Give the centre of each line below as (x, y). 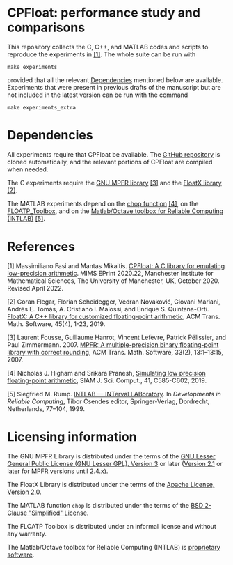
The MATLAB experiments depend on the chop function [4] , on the (103, 203)
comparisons (46, 28)
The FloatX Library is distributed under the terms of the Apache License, (111, 484)
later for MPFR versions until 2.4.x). (58, 471)
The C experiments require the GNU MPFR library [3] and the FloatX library (114, 183)
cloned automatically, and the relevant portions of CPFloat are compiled (110, 162)
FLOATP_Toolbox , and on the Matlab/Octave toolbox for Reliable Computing (115, 211)
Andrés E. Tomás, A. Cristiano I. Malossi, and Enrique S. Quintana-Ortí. (108, 309)
